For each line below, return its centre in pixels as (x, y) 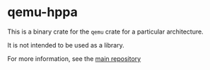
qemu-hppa (42, 12)
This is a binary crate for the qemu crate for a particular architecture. (105, 31)
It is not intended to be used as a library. (66, 45)
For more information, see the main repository (74, 58)
